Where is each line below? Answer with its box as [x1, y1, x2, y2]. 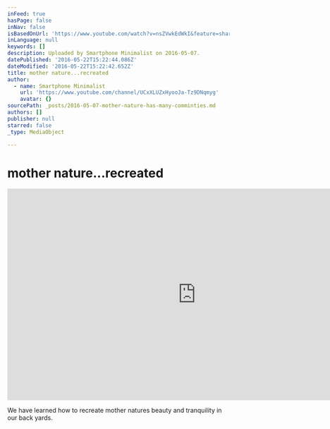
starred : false [7, 121, 52, 129]
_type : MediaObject [7, 128, 65, 135]
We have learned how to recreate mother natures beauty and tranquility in [7, 406, 222, 415]
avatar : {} [20, 96, 52, 103]
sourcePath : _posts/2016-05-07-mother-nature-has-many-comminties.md [7, 102, 216, 109]
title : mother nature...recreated [7, 69, 109, 76]
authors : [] [7, 109, 42, 116]
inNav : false [7, 23, 46, 30]
